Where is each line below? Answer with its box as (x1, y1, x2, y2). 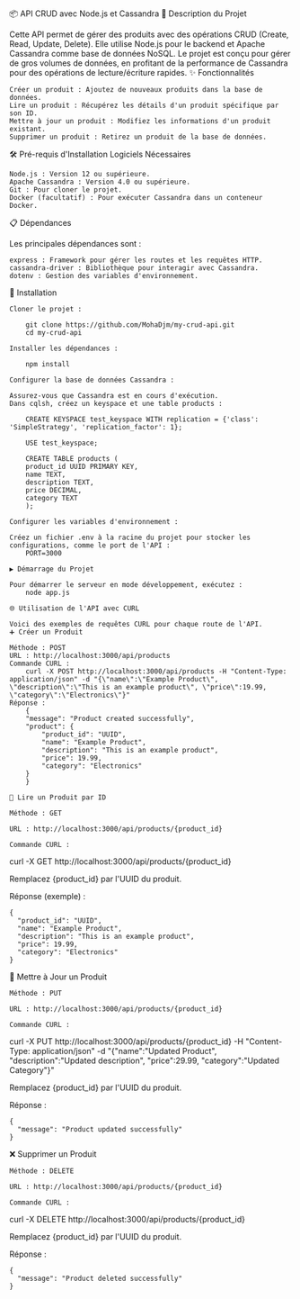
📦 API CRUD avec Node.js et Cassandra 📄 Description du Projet (9, 8, 247, 19)
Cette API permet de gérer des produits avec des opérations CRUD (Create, (9, 29, 289, 40)
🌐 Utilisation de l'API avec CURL (9, 604, 140, 613)
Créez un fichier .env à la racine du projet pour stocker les (9, 533, 251, 542)
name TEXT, (25, 470, 66, 479)
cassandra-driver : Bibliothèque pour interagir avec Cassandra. (9, 264, 259, 273)
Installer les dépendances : (9, 344, 119, 353)
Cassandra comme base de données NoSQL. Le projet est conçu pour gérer (9, 49, 291, 59)
